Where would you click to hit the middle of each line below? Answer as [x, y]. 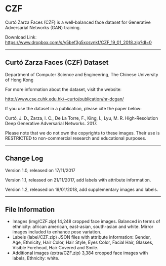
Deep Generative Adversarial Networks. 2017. [51, 123]
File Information [30, 209]
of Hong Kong [19, 80]
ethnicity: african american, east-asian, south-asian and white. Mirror [83, 227]
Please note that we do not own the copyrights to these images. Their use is [83, 133]
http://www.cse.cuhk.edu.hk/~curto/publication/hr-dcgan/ [64, 99]
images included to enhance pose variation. [57, 232]
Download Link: [21, 37]
